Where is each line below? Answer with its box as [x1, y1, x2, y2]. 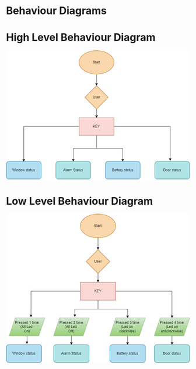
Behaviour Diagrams [6, 4, 107, 18]
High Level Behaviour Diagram [6, 31, 156, 44]
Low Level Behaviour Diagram [6, 194, 153, 208]
